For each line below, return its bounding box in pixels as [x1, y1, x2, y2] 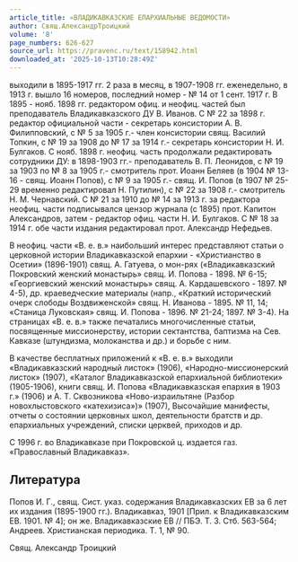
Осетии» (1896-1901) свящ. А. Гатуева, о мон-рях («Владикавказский [9, 259, 276, 269]
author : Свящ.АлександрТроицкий [9, 22, 130, 31]
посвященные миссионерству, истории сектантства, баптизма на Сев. [9, 326, 281, 337]
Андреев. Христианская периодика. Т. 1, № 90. [9, 524, 190, 535]
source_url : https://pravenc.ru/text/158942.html [9, 47, 199, 56]
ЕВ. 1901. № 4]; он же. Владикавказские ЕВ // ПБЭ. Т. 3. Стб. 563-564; [9, 515, 277, 526]
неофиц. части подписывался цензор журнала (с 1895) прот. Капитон [9, 204, 276, 214]
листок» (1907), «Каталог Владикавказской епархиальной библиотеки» [9, 372, 283, 382]
